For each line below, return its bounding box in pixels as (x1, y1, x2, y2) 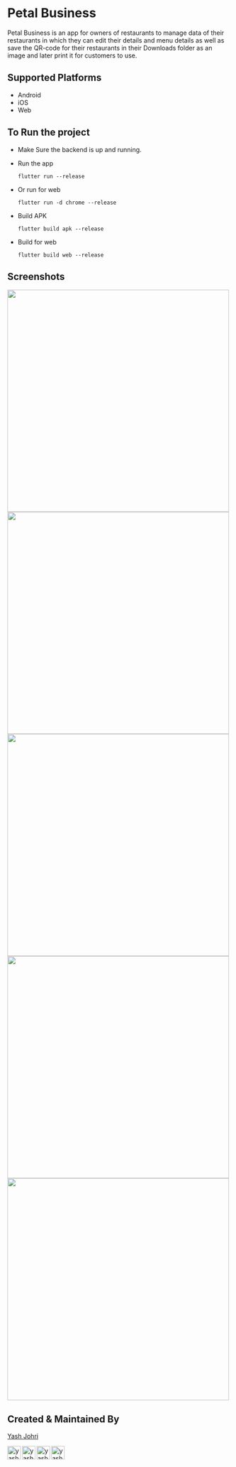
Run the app (17, 158, 54, 168)
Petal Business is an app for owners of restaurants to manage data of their (7, 28, 225, 37)
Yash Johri (7, 1432, 39, 1441)
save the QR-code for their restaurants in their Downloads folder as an (7, 43, 213, 52)
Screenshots (7, 270, 65, 282)
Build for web (17, 237, 57, 246)
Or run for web (17, 185, 61, 193)
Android (17, 90, 41, 99)
